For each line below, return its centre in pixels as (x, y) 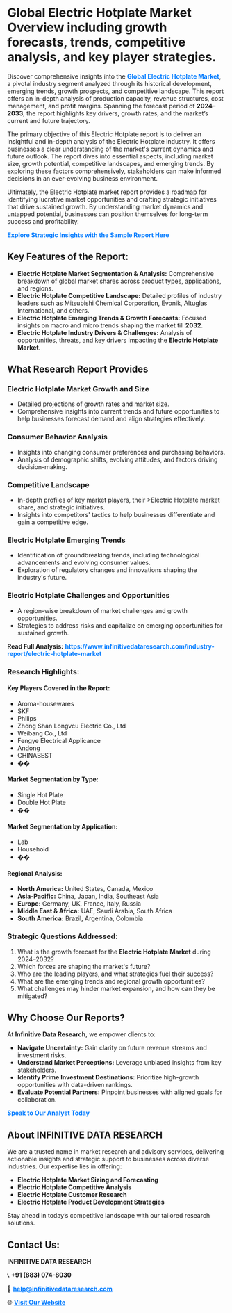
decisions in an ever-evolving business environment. (83, 178)
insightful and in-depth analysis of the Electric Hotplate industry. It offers (111, 141)
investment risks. (42, 1055)
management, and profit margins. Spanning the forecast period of (101, 106)
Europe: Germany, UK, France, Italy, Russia (79, 904)
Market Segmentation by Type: (53, 779)
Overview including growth (87, 27)
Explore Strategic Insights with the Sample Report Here (88, 235)
